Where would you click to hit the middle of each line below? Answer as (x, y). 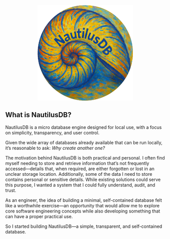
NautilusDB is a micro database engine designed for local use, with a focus (83, 127)
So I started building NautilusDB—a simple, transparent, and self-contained (84, 226)
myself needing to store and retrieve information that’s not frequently (77, 163)
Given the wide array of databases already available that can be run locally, (84, 142)
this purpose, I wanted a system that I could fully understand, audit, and (80, 185)
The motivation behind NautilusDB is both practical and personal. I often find (85, 157)
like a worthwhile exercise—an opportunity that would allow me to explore (82, 205)
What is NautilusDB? (39, 115)
